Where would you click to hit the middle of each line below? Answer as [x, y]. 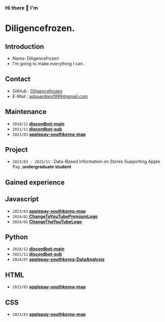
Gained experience [35, 182]
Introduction [25, 46]
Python [17, 237]
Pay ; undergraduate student [42, 167]
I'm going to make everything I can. [48, 63]
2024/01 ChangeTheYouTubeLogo [47, 221]
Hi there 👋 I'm [22, 8]
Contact [18, 79]
